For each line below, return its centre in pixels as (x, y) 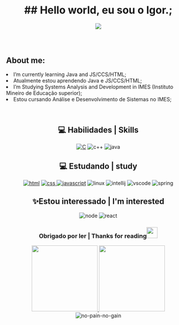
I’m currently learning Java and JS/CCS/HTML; (70, 74)
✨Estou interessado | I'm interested (98, 202)
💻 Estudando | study (98, 166)
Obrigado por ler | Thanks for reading (93, 236)
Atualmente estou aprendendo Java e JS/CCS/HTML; (78, 81)
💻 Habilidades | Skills (98, 130)
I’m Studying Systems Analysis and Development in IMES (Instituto (94, 87)
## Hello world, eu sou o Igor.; (98, 10)
